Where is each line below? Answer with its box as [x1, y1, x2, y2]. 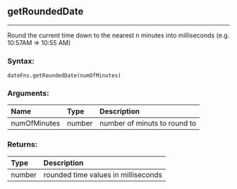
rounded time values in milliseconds [43, 169, 162, 179]
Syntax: [7, 56, 35, 66]
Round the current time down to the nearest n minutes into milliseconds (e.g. [7, 31, 230, 39]
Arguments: [7, 88, 49, 98]
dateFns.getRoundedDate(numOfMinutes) [7, 72, 121, 80]
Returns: [7, 140, 38, 150]
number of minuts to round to [99, 118, 197, 128]
